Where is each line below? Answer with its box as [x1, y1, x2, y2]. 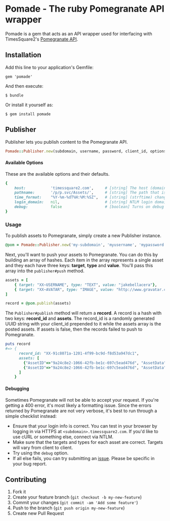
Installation [5, 51, 41, 59]
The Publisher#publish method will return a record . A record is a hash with [5, 310, 162, 316]
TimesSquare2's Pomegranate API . [5, 36, 78, 42]
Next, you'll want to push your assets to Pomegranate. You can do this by [5, 251, 158, 257]
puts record [5, 341, 30, 347]
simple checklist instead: [5, 413, 57, 419]
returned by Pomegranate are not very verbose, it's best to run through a [5, 407, 157, 414]
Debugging [5, 385, 29, 392]
